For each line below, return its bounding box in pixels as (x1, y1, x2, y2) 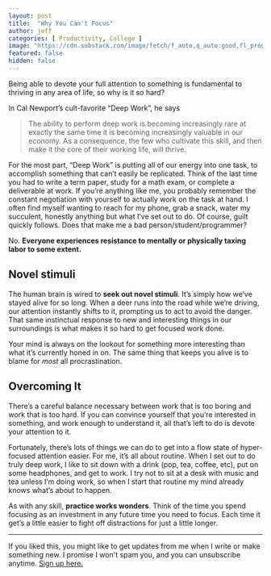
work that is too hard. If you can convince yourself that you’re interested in (8, 409, 256, 419)
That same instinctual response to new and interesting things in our (8, 315, 232, 324)
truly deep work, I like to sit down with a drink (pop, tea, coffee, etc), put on (8, 459, 259, 469)
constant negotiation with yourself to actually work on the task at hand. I (8, 194, 248, 204)
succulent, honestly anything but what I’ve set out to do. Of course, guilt (8, 211, 248, 221)
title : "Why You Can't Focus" (8, 19, 114, 27)
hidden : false (8, 57, 56, 65)
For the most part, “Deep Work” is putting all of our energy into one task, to (8, 160, 258, 169)
